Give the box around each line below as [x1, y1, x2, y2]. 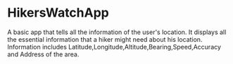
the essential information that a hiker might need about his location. [7, 35, 203, 43]
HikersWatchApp [7, 5, 109, 21]
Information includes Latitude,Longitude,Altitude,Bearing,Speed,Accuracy [7, 42, 222, 51]
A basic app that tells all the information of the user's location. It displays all [7, 28, 227, 36]
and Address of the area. [7, 50, 80, 58]
